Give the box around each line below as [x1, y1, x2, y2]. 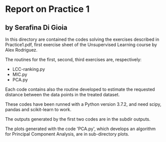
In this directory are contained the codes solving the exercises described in [5, 36, 160, 42]
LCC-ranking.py [12, 66, 45, 72]
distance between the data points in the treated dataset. [5, 92, 120, 97]
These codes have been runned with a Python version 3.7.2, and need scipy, [5, 101, 162, 107]
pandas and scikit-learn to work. [5, 107, 72, 112]
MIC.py [12, 71, 27, 77]
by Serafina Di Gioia [5, 23, 68, 32]
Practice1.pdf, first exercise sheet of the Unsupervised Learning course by [5, 42, 158, 48]
